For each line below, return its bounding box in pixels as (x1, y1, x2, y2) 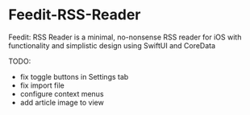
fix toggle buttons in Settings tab (19, 72, 129, 81)
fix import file (19, 80, 65, 90)
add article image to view (19, 97, 105, 107)
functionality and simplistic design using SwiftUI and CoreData (8, 40, 216, 50)
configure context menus (19, 88, 104, 98)
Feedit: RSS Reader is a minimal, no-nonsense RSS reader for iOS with (8, 32, 242, 42)
